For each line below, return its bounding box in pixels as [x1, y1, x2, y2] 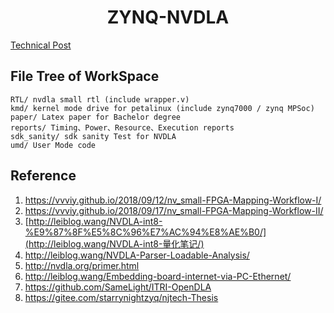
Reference [10, 167, 77, 185]
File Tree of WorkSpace [10, 68, 160, 85]
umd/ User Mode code [10, 140, 97, 150]
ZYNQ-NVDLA [106, 6, 230, 29]
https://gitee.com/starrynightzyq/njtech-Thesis [24, 291, 219, 303]
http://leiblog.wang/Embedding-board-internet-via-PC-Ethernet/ [24, 270, 292, 282]
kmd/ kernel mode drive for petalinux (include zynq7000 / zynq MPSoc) [10, 103, 315, 113]
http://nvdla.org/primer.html [24, 259, 140, 271]
